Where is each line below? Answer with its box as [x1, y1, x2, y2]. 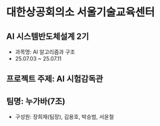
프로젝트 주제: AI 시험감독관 [6, 74, 104, 84]
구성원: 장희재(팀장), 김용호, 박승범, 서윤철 [14, 113, 114, 121]
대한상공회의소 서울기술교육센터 [6, 5, 155, 19]
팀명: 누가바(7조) [6, 96, 65, 106]
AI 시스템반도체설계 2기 [6, 31, 89, 41]
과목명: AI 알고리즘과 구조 [14, 49, 75, 55]
